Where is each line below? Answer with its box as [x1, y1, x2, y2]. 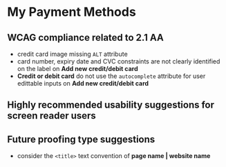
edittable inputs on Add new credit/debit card [17, 79, 149, 87]
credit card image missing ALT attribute [17, 50, 128, 58]
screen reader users [7, 110, 97, 121]
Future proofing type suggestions [7, 133, 156, 145]
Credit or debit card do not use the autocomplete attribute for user [17, 72, 206, 80]
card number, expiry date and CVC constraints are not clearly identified [17, 57, 220, 66]
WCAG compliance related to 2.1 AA [7, 32, 164, 43]
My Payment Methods [7, 4, 136, 20]
